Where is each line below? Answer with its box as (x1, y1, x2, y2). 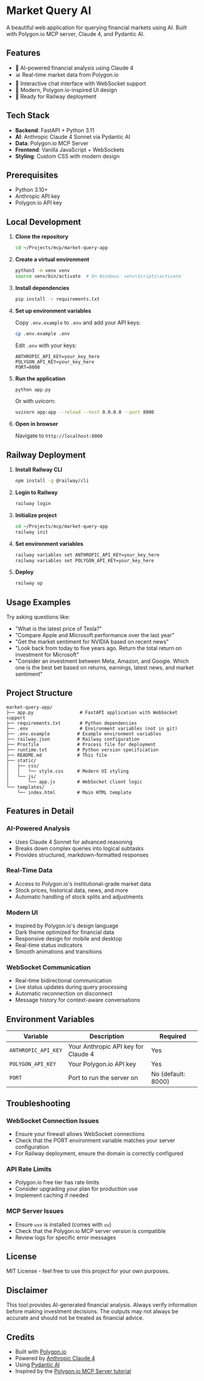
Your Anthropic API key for (68, 1042, 144, 1051)
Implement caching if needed (15, 1192, 89, 1199)
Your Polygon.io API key (68, 1060, 137, 1068)
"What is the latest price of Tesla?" (15, 625, 102, 632)
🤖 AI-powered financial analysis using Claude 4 (15, 64, 134, 71)
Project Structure (6, 688, 73, 698)
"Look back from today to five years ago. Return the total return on (15, 645, 182, 652)
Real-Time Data (6, 866, 53, 875)
